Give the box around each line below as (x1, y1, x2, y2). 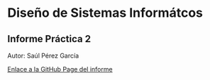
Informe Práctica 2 (7, 33, 91, 45)
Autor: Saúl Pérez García (7, 51, 79, 60)
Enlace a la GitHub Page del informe (7, 65, 113, 73)
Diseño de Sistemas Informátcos (7, 5, 204, 21)
